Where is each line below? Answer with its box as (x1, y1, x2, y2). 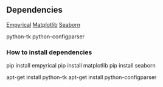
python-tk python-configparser (6, 33, 85, 40)
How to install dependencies (6, 48, 92, 57)
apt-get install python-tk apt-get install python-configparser (6, 74, 157, 81)
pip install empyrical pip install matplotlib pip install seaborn (6, 62, 156, 69)
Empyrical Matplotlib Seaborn (6, 21, 81, 28)
